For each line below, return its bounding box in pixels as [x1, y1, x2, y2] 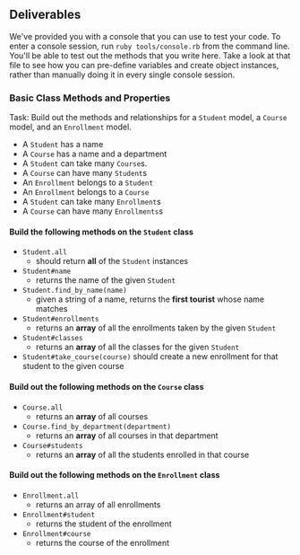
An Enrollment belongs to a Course [21, 187, 150, 198]
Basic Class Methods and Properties [9, 92, 171, 104]
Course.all [21, 403, 64, 412]
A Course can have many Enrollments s [21, 206, 164, 216]
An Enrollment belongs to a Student [21, 177, 154, 188]
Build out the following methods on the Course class [9, 381, 204, 392]
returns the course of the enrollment [35, 537, 170, 548]
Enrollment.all [21, 491, 80, 500]
